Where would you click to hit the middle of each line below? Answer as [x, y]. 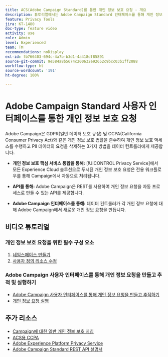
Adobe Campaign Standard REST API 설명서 [57, 349]
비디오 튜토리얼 [27, 227]
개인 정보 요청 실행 [31, 301]
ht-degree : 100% [22, 75]
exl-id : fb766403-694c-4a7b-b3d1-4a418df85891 [55, 57]
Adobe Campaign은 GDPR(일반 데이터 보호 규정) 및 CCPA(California [73, 133]
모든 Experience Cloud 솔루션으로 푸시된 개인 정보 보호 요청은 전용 [78, 169]
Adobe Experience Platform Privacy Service [58, 343]
